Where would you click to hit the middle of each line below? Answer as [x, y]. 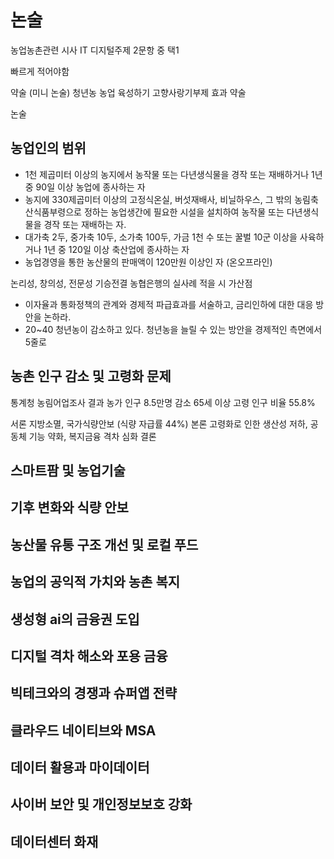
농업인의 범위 [48, 148]
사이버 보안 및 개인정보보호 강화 [101, 804]
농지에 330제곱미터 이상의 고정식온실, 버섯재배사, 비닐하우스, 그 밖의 [158, 199]
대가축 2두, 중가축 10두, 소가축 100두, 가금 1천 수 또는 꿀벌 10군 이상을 [161, 237]
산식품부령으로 [53, 212]
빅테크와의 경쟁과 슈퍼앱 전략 [94, 693]
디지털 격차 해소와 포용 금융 [89, 656]
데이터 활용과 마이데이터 [80, 767]
